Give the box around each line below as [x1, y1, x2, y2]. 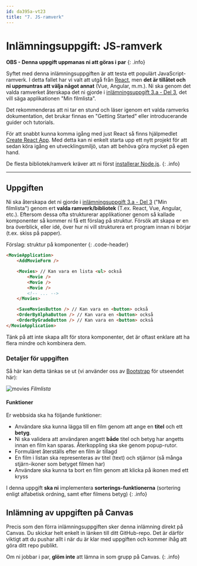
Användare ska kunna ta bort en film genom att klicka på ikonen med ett [14, 467, 189, 474]
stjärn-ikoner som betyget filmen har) [14, 460, 106, 467]
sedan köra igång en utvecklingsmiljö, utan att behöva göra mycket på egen [6, 143, 189, 150]
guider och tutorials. [6, 119, 55, 126]
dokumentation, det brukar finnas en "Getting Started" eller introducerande [6, 113, 188, 120]
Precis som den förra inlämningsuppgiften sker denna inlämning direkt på [6, 523, 184, 530]
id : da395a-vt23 [6, 8, 46, 15]
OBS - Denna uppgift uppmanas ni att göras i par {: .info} [6, 59, 145, 66]
